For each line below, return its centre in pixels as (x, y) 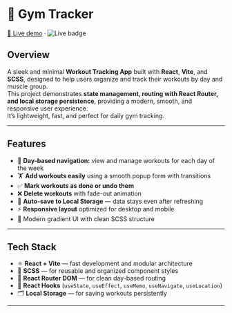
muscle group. (28, 86)
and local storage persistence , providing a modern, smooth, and (100, 101)
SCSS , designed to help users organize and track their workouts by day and (115, 79)
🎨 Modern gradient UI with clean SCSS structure (86, 219)
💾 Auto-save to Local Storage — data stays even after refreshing (110, 201)
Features (27, 144)
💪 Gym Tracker (50, 14)
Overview (29, 55)
